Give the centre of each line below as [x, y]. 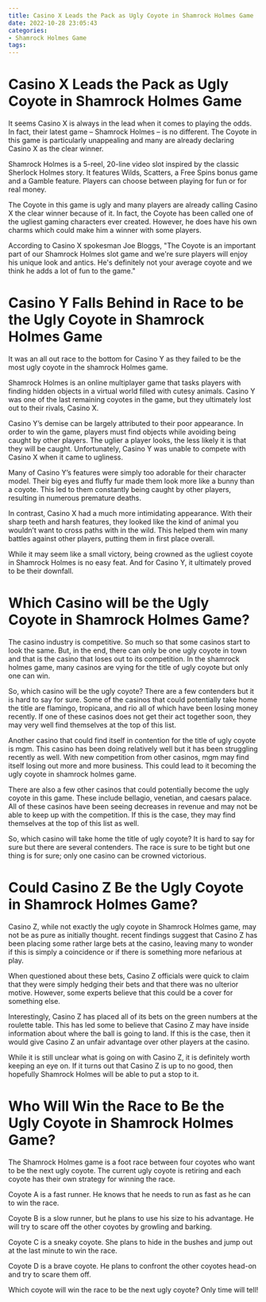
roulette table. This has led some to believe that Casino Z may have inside [129, 1025]
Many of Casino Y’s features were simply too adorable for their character [127, 473]
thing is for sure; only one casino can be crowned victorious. [107, 855]
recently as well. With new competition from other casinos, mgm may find [129, 757]
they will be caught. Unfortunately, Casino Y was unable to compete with [127, 449]
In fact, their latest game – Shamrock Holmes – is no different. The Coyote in [133, 132]
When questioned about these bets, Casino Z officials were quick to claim [129, 975]
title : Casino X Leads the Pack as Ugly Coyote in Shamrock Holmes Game [131, 15]
